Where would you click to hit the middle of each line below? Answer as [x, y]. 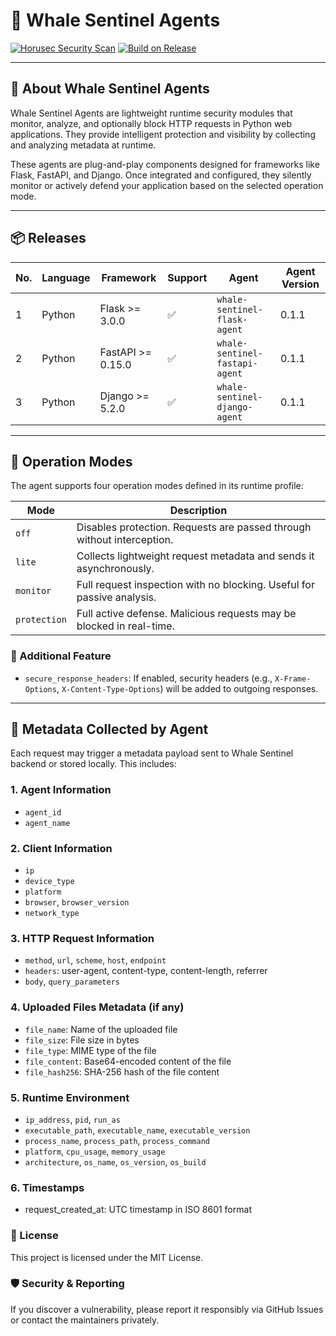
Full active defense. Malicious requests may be [186, 614]
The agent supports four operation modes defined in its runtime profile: [157, 486]
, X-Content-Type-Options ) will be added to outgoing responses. [187, 688]
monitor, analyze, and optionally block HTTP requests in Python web [151, 123]
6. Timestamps [47, 1187]
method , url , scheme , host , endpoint [95, 960]
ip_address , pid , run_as [72, 1119]
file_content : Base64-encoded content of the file [128, 1061]
